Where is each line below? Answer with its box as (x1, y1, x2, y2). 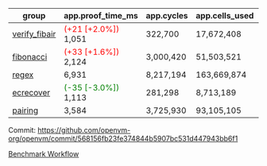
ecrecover (12, 87, 51, 98)
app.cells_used (195, 10, 254, 21)
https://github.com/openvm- (37, 125, 131, 134)
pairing (12, 105, 39, 116)
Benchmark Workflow (8, 149, 79, 158)
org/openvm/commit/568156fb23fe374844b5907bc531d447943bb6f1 (8, 134, 238, 143)
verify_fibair (12, 29, 56, 39)
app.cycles (145, 10, 188, 21)
